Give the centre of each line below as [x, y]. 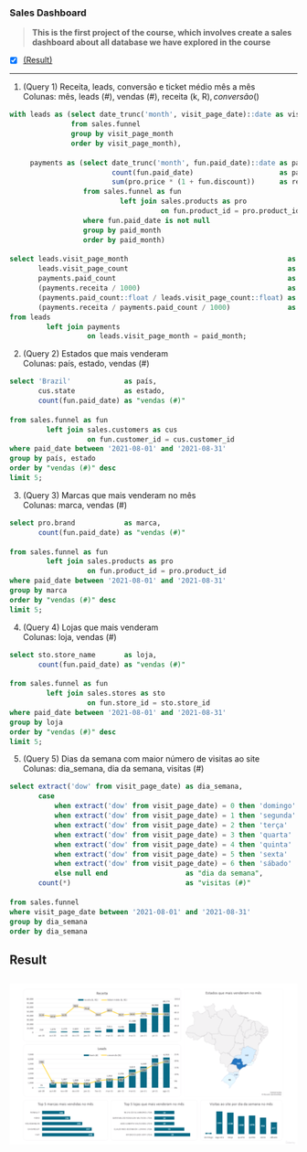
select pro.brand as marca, [85, 523]
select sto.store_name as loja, [83, 655]
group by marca [38, 591]
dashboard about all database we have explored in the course [151, 42]
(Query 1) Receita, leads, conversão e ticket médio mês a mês [139, 87]
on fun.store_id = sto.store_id [148, 703]
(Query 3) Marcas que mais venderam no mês [109, 495]
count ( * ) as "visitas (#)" [144, 883]
